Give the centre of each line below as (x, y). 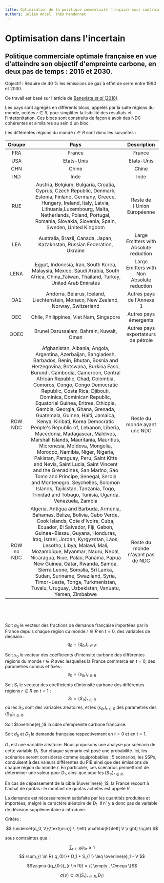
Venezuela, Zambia (75, 501)
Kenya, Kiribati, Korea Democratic (76, 421)
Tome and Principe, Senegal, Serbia (76, 476)
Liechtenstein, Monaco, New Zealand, (76, 300)
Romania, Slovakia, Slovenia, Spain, (75, 221)
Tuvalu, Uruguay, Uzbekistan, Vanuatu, (76, 588)
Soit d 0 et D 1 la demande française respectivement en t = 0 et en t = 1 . (76, 734)
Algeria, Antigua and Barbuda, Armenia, (76, 508)
